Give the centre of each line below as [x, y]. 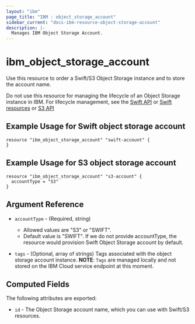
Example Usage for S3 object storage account [91, 163]
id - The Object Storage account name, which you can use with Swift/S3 [102, 309]
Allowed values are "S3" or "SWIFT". [67, 230]
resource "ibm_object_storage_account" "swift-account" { [78, 140]
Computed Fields [38, 284]
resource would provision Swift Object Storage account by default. [103, 242]
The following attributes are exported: [51, 298]
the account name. [29, 85]
